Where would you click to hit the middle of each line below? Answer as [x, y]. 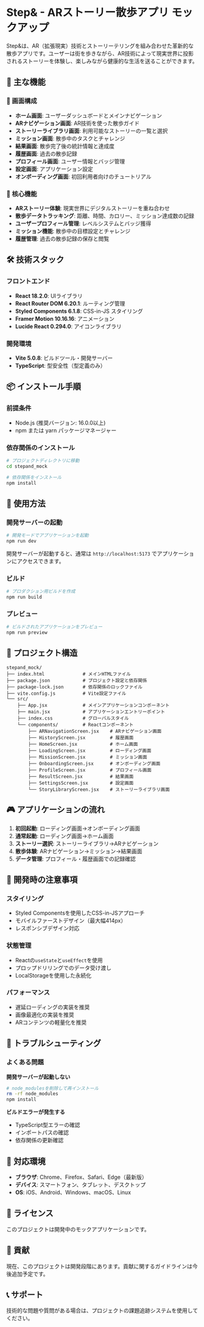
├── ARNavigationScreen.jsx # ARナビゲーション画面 [95, 731]
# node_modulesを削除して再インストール [53, 1088]
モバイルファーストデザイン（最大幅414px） [71, 921]
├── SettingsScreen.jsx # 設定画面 [81, 783]
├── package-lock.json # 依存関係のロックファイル [75, 687]
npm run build [24, 597]
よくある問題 [25, 1062]
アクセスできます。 [40, 561]
